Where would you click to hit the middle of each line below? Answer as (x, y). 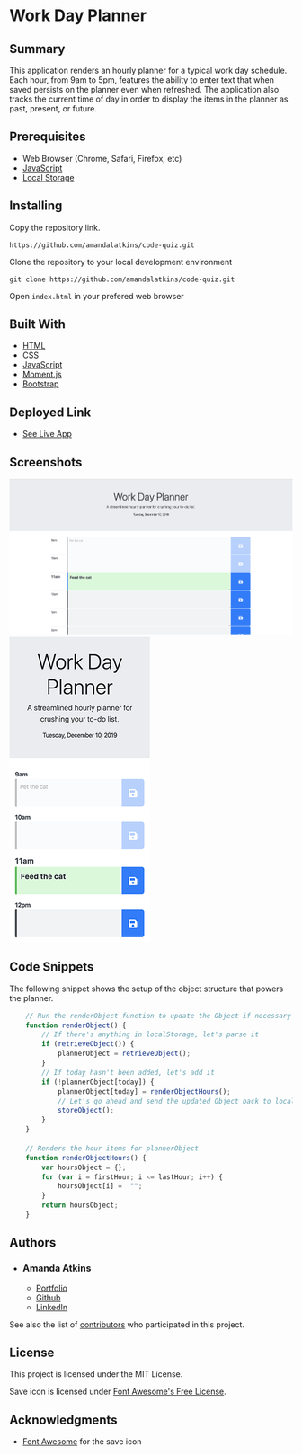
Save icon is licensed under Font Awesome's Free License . (118, 1392)
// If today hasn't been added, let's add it (129, 1072)
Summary (37, 49)
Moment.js (42, 375)
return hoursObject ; (80, 1205)
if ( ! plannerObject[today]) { (98, 1082)
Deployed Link (50, 412)
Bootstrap (40, 384)
